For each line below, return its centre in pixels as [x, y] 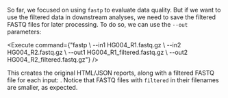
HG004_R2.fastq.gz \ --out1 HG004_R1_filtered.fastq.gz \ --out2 [98, 52]
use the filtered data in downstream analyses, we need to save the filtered [112, 17]
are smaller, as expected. [42, 87]
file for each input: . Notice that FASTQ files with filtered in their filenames [113, 80]
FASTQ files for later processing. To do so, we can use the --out [98, 24]
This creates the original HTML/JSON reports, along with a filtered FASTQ [111, 73]
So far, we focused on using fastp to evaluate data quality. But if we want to [114, 10]
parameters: [24, 32]
